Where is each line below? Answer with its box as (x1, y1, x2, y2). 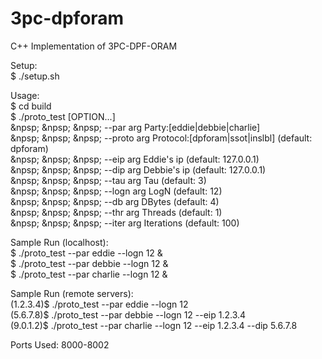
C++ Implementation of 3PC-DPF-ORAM (10, 40, 178, 52)
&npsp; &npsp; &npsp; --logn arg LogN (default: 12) (10, 185, 223, 197)
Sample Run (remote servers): (10, 287, 134, 299)
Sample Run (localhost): (10, 236, 109, 248)
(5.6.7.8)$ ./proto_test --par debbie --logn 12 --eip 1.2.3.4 (10, 308, 247, 321)
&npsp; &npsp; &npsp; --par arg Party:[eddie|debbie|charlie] (10, 121, 261, 133)
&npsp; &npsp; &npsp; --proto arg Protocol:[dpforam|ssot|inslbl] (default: (10, 132, 313, 144)
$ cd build (10, 100, 52, 112)
